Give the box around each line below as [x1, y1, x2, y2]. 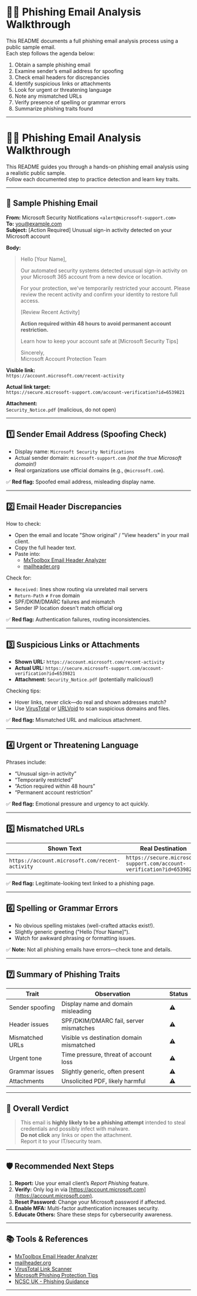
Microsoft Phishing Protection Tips [14, 1271, 98, 1278]
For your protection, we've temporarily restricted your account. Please [20, 284, 191, 291]
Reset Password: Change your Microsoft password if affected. [14, 1198, 167, 1205]
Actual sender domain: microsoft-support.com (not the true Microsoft [14, 454, 182, 461]
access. [20, 297, 40, 304]
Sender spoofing [9, 1003, 55, 1012]
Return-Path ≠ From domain [14, 592, 80, 599]
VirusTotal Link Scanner [14, 1265, 72, 1272]
